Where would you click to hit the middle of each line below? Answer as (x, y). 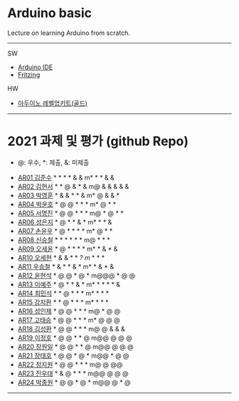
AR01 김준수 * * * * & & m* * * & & (66, 177)
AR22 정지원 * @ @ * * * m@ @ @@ (70, 364)
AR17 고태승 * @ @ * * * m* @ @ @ (69, 320)
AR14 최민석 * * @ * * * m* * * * (63, 293)
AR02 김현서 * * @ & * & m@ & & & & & (73, 186)
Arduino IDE (35, 67)
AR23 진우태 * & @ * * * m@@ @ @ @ (73, 373)
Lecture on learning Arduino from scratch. (69, 33)
